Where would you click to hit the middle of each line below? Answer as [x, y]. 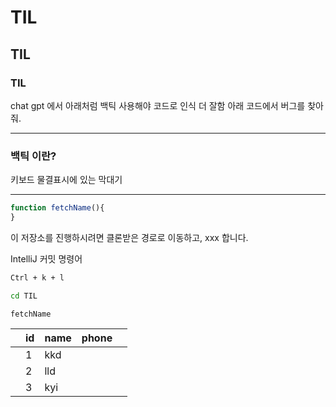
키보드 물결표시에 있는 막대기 [66, 180]
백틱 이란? [33, 156]
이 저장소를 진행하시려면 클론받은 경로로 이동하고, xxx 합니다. [129, 237]
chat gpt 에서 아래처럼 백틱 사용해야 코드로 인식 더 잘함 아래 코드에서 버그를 [158, 105]
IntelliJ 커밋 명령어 [46, 258]
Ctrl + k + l [37, 277]
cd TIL [24, 296]
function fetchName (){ [57, 208]
